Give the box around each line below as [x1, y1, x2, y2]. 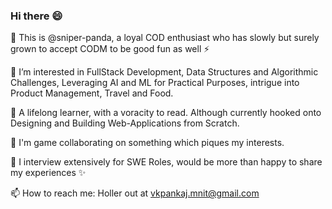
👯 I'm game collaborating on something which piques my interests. [10, 137, 285, 149]
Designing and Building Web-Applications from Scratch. [10, 117, 240, 129]
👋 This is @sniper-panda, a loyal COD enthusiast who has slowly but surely [10, 32, 320, 44]
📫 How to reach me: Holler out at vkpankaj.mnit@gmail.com [10, 187, 260, 199]
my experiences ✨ [10, 167, 87, 179]
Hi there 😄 [10, 9, 63, 23]
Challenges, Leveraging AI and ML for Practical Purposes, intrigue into [10, 77, 300, 89]
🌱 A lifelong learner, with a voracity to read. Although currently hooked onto [10, 107, 322, 119]
